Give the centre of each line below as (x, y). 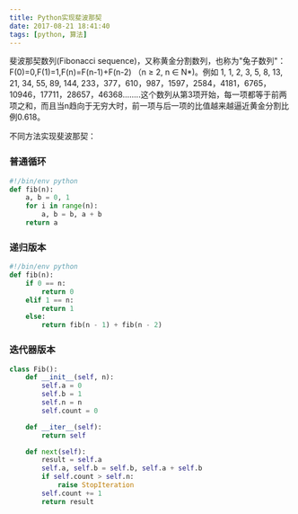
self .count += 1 (72, 493)
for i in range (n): (62, 206)
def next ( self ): (56, 452)
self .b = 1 (62, 394)
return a (42, 223)
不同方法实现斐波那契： (53, 137)
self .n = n (62, 403)
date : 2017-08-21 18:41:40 (60, 26)
